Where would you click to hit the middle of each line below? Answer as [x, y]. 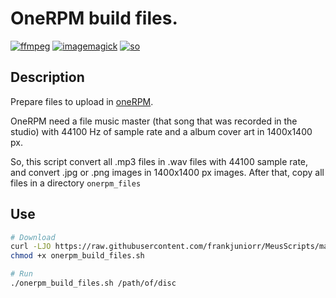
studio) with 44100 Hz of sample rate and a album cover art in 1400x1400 [161, 131]
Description [47, 77]
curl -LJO [31, 247]
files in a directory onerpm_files [76, 183]
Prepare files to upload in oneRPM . [82, 101]
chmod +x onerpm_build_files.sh [77, 256]
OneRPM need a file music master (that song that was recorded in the [154, 121]
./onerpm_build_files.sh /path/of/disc [93, 283]
